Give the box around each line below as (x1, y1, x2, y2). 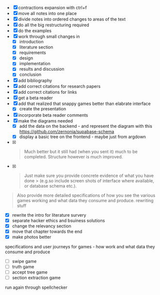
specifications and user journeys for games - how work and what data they (5, 243, 155, 249)
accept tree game (12, 269, 48, 275)
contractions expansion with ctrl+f (18, 5, 87, 10)
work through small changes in (18, 34, 80, 39)
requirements (19, 50, 46, 55)
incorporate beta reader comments (18, 112, 88, 118)
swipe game (12, 258, 37, 264)
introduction (19, 39, 44, 44)
